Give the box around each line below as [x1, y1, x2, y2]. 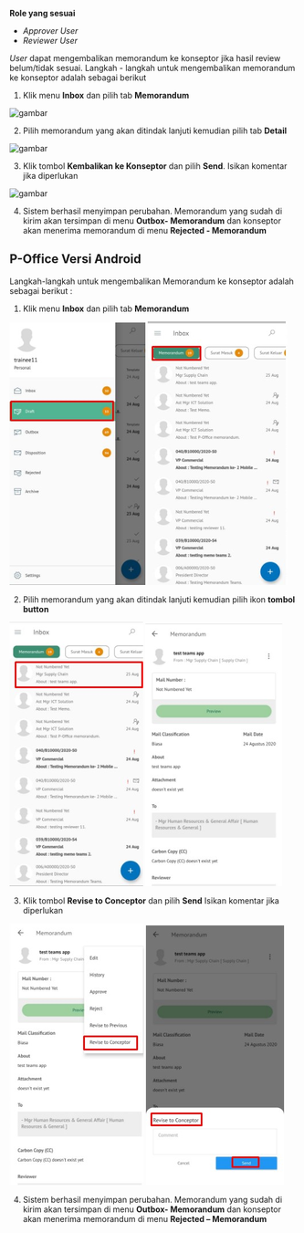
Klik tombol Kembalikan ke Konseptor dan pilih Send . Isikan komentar [22, 161, 288, 172]
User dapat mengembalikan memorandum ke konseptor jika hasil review [9, 53, 281, 63]
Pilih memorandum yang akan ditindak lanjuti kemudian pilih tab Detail [22, 125, 288, 136]
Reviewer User [22, 36, 79, 46]
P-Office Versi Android [9, 251, 142, 267]
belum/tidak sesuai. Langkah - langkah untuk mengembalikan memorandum [9, 63, 296, 73]
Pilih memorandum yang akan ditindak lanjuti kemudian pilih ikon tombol [22, 593, 296, 605]
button [22, 603, 49, 614]
